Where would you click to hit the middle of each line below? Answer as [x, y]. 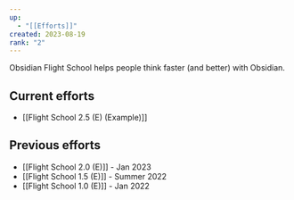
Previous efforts [55, 145]
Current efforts [52, 96]
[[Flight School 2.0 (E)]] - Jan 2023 [86, 167]
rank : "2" [28, 42]
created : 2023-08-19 [48, 34]
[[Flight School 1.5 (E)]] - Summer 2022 [94, 176]
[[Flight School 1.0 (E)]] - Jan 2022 [86, 186]
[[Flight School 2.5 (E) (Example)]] [85, 118]
